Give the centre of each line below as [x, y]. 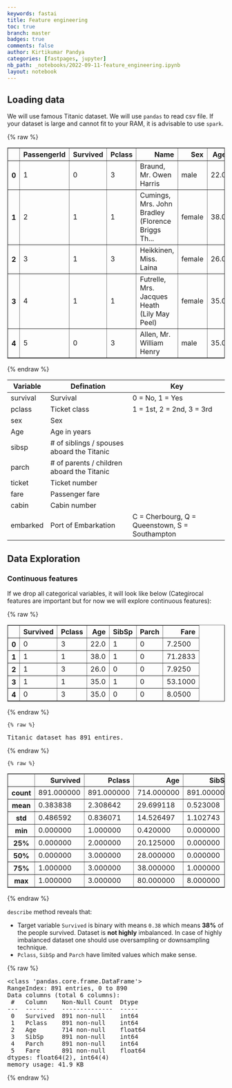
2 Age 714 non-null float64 [78, 1030]
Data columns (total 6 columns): [64, 995]
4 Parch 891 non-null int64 [75, 1044]
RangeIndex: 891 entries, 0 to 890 [67, 988]
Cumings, [155, 195]
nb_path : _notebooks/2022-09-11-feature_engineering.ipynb [94, 65]
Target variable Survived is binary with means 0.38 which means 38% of [120, 925]
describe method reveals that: [50, 912]
